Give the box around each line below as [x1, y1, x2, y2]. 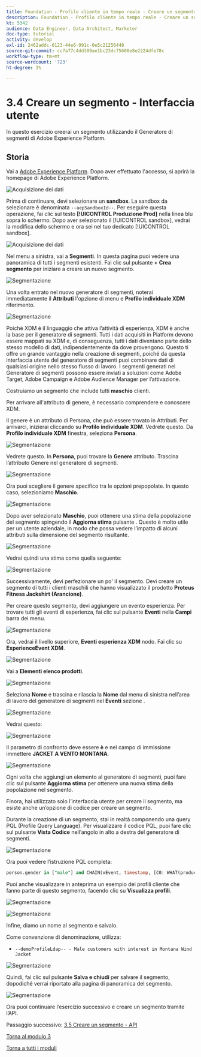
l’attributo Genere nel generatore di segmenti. [6, 460, 118, 467]
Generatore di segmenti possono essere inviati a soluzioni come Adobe [6, 370, 182, 377]
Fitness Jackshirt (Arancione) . [6, 590, 84, 597]
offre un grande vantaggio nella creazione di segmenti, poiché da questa [6, 350, 185, 358]
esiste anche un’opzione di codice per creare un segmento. [6, 804, 153, 812]
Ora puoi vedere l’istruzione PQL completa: [6, 858, 112, 866]
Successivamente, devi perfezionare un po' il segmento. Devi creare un [6, 578, 182, 585]
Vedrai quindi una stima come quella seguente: [6, 554, 122, 561]
